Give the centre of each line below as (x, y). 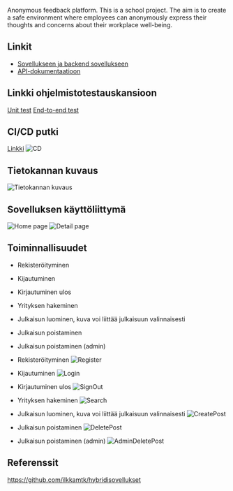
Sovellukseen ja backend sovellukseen (73, 64)
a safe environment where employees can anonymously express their (107, 17)
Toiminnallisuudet (47, 248)
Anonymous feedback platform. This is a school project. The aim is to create (117, 10)
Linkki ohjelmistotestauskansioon (82, 93)
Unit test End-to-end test (43, 110)
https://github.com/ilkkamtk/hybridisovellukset (74, 479)
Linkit (20, 47)
